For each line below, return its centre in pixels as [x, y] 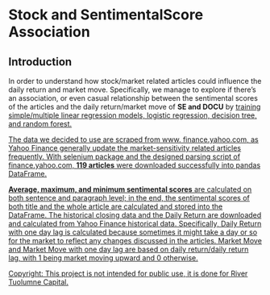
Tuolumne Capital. [38, 282]
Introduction [40, 62]
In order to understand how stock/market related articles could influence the [135, 81]
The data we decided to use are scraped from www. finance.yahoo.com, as [134, 139]
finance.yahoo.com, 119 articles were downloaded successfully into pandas [135, 165]
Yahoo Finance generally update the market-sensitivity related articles [125, 148]
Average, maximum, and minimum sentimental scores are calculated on [130, 189]
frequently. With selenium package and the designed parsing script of [124, 156]
